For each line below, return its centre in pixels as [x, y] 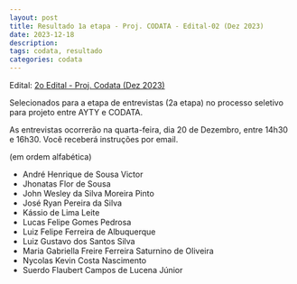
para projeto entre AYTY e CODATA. [76, 112]
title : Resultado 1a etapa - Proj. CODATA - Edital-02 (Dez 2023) [137, 26]
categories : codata [46, 60]
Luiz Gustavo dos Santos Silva [79, 241]
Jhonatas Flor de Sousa [66, 184]
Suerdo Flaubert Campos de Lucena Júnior [102, 270]
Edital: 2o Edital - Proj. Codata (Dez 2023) [87, 85]
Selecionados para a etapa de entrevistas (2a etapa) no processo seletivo [147, 103]
